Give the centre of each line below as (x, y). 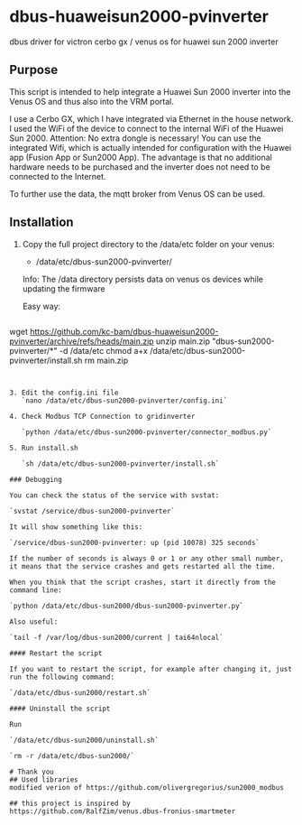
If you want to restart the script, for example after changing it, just (151, 669)
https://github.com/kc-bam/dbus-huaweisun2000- (124, 331)
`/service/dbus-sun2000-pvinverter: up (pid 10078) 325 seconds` (134, 542)
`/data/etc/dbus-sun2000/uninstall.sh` (84, 740)
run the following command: (62, 677)
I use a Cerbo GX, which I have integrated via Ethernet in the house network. (151, 118)
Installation (41, 222)
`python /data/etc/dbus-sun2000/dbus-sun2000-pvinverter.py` (127, 606)
